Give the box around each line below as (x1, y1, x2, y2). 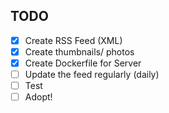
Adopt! (24, 91, 53, 103)
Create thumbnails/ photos (24, 45, 135, 58)
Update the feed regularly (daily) (24, 69, 160, 80)
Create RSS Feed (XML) (24, 34, 123, 46)
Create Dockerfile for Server (24, 57, 142, 69)
